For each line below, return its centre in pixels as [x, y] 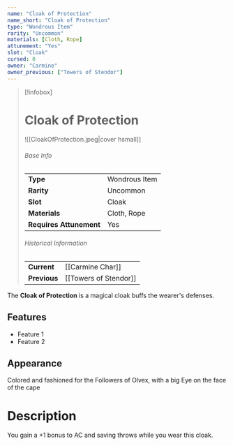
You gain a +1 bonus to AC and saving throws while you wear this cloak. [110, 435]
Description [42, 416]
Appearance [35, 364]
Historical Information [55, 243]
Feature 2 [31, 341]
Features [27, 317]
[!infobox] [38, 92]
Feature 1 [30, 334]
